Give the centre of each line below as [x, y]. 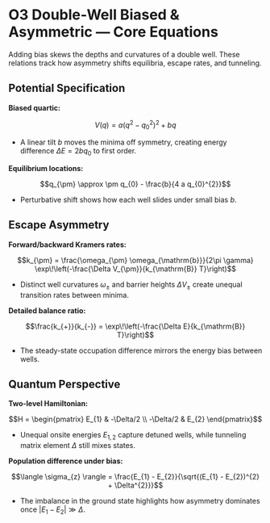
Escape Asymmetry [59, 225]
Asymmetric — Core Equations [114, 32]
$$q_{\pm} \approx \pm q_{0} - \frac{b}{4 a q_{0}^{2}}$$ [135, 184]
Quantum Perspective [64, 384]
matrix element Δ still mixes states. [77, 446]
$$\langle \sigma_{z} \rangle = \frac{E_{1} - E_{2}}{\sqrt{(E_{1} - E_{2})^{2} [135, 477]
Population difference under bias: [66, 461]
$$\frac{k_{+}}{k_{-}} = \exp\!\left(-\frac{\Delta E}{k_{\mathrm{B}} [135, 326]
